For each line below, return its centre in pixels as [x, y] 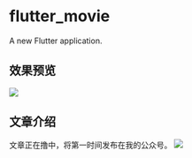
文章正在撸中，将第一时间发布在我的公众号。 [91, 145]
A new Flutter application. [56, 41]
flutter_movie [60, 16]
